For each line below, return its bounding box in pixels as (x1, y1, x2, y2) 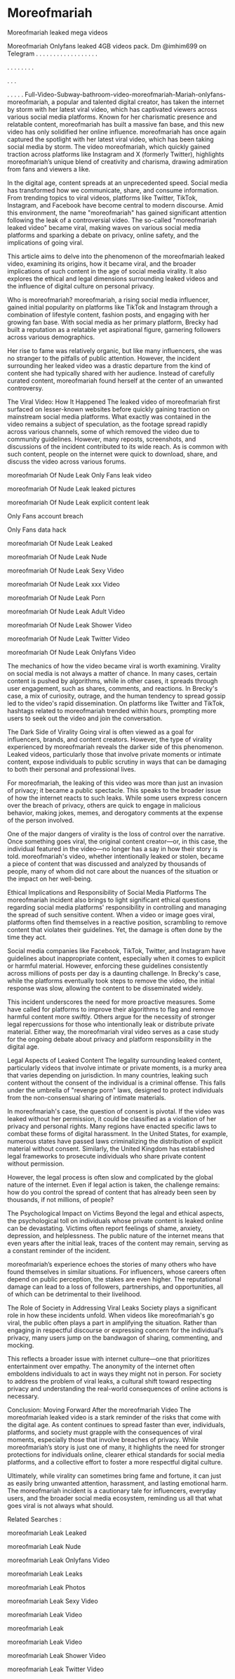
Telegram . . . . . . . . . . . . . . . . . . (7, 49, 98, 58)
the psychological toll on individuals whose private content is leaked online (7, 1216, 224, 1225)
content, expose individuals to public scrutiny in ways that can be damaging (7, 758, 227, 766)
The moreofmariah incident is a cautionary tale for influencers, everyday (7, 1486, 216, 1495)
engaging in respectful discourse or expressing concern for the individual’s (7, 1326, 224, 1334)
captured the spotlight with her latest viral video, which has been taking (7, 135, 214, 143)
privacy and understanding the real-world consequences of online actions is (7, 1384, 228, 1393)
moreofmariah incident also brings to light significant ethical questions (7, 895, 211, 904)
